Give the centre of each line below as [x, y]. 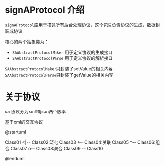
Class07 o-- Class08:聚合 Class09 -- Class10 [57, 148]
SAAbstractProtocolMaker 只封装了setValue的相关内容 [59, 69]
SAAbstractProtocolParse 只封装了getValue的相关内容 [59, 75]
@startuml [16, 132]
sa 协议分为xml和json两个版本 [35, 111]
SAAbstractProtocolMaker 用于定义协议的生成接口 [62, 52]
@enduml [15, 158]
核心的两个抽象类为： [27, 41]
